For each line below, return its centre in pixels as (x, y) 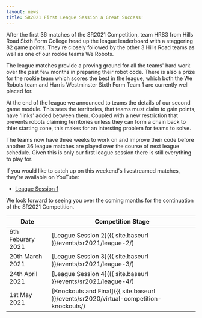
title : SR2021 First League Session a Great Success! (75, 17)
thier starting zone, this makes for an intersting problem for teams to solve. (99, 128)
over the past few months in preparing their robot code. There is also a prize (101, 72)
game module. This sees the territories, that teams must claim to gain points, (101, 109)
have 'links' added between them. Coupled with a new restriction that (92, 115)
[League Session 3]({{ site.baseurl (100, 256)
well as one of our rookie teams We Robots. (60, 54)
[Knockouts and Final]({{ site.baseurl (103, 291)
